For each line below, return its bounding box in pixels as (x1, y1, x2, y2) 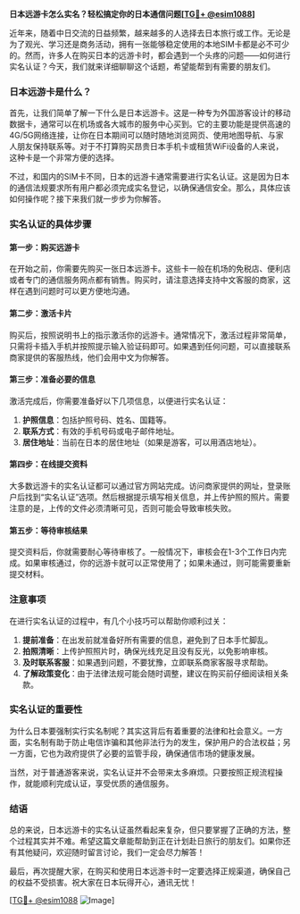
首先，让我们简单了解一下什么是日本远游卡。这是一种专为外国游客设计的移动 (9, 107, 291, 119)
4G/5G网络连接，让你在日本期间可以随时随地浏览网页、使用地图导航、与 (9, 130, 277, 141)
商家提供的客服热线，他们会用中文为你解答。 (9, 352, 174, 363)
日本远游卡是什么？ (9, 85, 92, 97)
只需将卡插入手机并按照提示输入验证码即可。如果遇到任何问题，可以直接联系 (9, 340, 291, 351)
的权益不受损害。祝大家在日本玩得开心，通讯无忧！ (9, 877, 197, 888)
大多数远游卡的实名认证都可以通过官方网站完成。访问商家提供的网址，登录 (9, 481, 283, 491)
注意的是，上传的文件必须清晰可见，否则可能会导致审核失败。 (9, 503, 237, 514)
